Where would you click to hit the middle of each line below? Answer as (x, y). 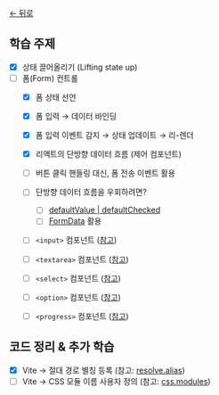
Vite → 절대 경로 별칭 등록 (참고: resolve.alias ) (103, 370)
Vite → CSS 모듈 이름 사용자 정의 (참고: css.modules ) (116, 381)
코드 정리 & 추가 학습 (62, 347)
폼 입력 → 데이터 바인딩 (76, 116)
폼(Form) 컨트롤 (50, 78)
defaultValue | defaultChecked (105, 210)
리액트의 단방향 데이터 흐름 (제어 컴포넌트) (109, 154)
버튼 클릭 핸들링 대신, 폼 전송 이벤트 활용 (105, 173)
